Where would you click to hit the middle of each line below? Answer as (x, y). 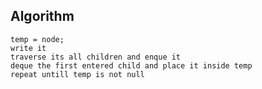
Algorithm (42, 16)
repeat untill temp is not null (77, 74)
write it (28, 48)
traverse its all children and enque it (96, 57)
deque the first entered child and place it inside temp (131, 65)
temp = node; (37, 39)
